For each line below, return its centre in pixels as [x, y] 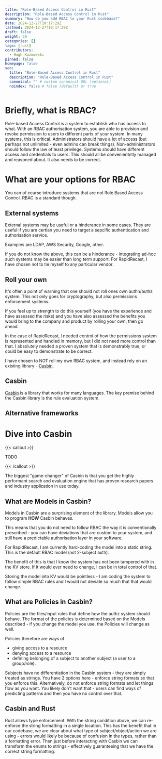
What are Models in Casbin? [48, 501]
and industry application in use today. [42, 486]
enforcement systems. [27, 302]
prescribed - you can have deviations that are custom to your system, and [79, 532]
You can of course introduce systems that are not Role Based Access [74, 193]
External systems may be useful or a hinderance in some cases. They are [78, 225]
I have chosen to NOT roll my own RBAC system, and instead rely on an [76, 361]
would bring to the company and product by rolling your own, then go [74, 321]
